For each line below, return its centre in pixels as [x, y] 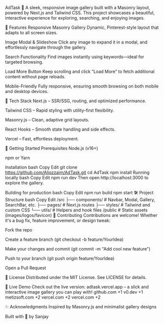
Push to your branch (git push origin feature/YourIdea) [60, 258]
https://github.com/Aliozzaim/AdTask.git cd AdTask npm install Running [77, 172]
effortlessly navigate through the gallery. [46, 47]
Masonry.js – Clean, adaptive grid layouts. [47, 120]
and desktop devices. [27, 91]
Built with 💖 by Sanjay [27, 316]
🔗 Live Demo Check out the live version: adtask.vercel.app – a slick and [77, 287]
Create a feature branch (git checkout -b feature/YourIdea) [64, 239]
